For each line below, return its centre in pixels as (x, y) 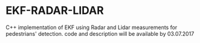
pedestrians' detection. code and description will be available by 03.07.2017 (100, 33)
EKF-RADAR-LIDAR (55, 11)
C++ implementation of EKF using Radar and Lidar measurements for (92, 27)
